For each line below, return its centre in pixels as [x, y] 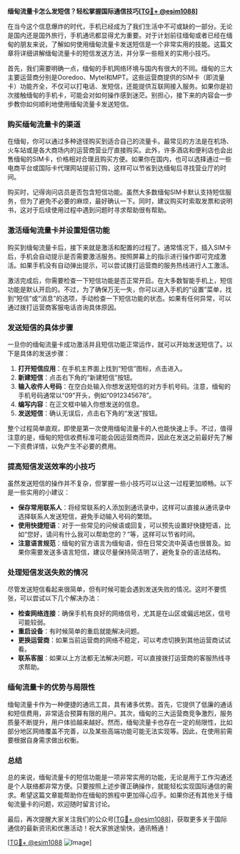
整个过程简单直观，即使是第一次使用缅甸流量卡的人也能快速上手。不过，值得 [120, 428]
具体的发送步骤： [45, 353]
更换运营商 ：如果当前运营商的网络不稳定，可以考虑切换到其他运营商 [118, 640]
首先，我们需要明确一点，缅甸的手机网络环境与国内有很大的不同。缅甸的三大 [120, 68]
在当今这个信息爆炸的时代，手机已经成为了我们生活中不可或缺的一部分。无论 [120, 26]
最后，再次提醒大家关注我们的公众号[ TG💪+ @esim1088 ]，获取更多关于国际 [117, 819]
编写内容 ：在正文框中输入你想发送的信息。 [80, 404]
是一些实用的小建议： [39, 492]
